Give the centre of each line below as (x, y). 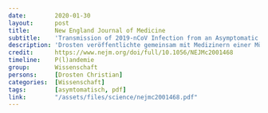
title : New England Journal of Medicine (87, 30)
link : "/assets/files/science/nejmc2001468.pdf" (103, 97)
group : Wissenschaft (53, 68)
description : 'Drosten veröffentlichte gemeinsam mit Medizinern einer (130, 45)
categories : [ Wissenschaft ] (57, 82)
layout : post (39, 23)
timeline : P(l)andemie (51, 60)
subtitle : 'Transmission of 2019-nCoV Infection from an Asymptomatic (134, 38)
